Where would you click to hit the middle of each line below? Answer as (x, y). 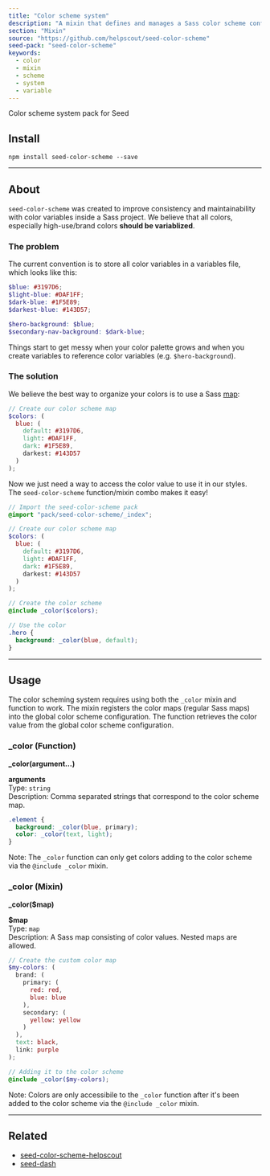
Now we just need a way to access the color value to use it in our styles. (128, 484)
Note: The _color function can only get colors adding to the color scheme (130, 858)
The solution (33, 376)
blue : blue (48, 998)
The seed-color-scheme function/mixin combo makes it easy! (108, 492)
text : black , (37, 1043)
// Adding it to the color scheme (66, 1072)
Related (28, 1135)
